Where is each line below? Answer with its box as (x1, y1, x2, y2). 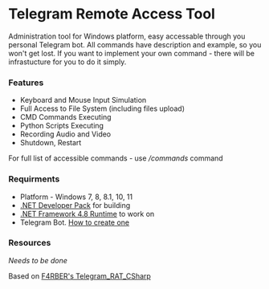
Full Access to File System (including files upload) (19, 104, 185, 113)
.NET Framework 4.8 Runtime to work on (19, 209, 155, 218)
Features (8, 77, 44, 88)
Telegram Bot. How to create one (19, 218, 130, 227)
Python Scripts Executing (19, 121, 104, 131)
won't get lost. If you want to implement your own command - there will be (8, 48, 255, 58)
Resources (8, 238, 51, 249)
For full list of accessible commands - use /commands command (8, 153, 223, 163)
